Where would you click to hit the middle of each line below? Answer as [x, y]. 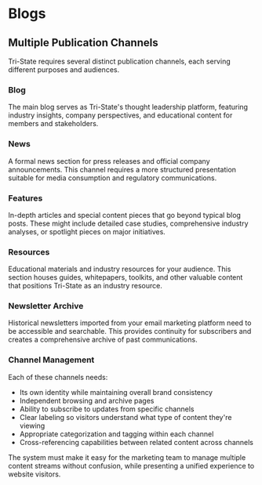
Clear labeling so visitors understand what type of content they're [126, 417]
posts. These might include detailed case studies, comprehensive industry [128, 223]
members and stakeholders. [53, 124]
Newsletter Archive [46, 306]
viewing [32, 425]
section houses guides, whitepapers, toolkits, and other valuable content [126, 277]
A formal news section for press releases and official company [109, 161]
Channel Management [51, 360]
